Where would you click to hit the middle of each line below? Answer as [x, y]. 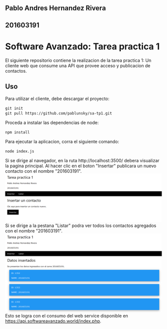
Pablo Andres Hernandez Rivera [55, 8]
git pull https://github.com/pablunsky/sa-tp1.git [59, 113]
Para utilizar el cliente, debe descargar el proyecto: [57, 99]
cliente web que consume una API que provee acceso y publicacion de [78, 65]
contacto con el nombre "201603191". [43, 171]
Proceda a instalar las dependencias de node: [52, 122]
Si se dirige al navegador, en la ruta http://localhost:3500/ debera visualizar [83, 160]
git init [14, 108]
